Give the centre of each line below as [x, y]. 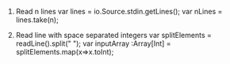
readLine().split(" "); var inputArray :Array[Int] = [94, 43]
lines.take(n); [37, 20]
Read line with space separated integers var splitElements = [113, 35]
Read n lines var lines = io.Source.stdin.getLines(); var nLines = [119, 11]
